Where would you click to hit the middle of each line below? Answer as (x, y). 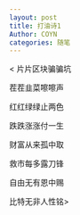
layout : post (33, 17)
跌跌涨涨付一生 (36, 126)
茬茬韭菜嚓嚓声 (36, 88)
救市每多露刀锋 (36, 164)
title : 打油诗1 (35, 26)
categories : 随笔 (40, 42)
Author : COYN (33, 34)
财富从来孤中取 (36, 145)
